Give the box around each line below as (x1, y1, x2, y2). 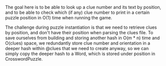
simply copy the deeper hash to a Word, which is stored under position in (5, 51, 156, 57)
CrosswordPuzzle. (5, 56, 43, 62)
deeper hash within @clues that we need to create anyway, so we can (5, 46, 149, 51)
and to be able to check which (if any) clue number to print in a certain (5, 9, 150, 15)
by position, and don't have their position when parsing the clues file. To (5, 30, 154, 35)
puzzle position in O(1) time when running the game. (5, 15, 112, 20)
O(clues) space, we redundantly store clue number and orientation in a (5, 40, 151, 46)
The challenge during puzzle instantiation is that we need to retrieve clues (5, 24, 157, 30)
